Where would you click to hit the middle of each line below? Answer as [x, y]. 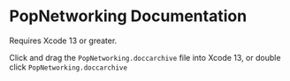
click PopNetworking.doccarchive [69, 67]
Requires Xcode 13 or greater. [63, 40]
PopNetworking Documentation [128, 16]
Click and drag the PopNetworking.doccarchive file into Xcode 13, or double [145, 57]
